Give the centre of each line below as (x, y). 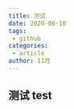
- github (27, 38)
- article (28, 53)
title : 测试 (27, 16)
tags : (17, 31)
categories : (28, 46)
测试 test (30, 96)
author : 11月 (29, 61)
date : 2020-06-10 (37, 23)
